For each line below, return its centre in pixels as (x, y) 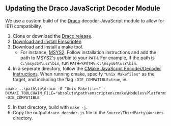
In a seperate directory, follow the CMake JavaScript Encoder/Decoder (87, 68)
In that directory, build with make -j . (50, 107)
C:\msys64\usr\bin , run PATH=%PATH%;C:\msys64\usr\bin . (79, 63)
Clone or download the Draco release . (52, 36)
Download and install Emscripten (47, 41)
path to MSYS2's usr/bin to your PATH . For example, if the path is (88, 58)
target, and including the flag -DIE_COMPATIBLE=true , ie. (70, 79)
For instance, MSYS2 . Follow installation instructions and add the (88, 52)
